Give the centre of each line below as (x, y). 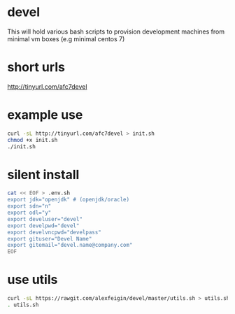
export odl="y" (29, 213)
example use (45, 115)
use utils (33, 280)
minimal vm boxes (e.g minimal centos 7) (66, 38)
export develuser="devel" (45, 219)
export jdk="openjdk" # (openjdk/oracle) (69, 200)
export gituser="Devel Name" (50, 238)
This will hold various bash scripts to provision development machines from (116, 31)
